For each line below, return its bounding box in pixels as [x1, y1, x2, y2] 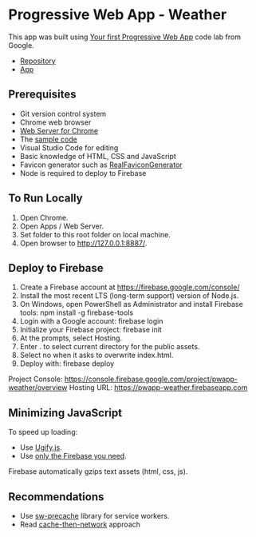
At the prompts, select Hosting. [19, 333, 122, 343]
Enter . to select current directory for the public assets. [19, 342, 200, 352]
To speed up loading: [8, 428, 78, 437]
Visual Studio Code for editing [19, 142, 119, 153]
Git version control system [19, 109, 107, 118]
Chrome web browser [19, 117, 92, 127]
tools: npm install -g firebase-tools [19, 308, 134, 317]
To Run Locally [8, 192, 83, 205]
